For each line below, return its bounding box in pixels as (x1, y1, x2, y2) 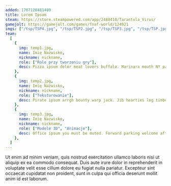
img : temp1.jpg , (18, 45, 53, 50)
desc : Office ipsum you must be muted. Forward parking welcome (18, 130, 158, 136)
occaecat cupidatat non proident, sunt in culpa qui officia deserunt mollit (5, 170, 158, 176)
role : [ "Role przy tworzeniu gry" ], (18, 60, 97, 65)
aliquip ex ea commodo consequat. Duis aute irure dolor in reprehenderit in (5, 160, 163, 166)
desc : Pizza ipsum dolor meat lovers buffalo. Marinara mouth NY (18, 64, 160, 69)
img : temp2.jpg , (18, 78, 53, 84)
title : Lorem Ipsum (5, 12, 47, 17)
